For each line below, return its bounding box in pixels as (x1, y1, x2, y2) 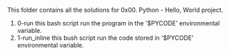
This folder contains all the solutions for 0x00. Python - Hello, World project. (7, 6, 224, 14)
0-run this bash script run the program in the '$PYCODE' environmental (17, 19, 220, 27)
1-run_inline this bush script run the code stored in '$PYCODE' (17, 34, 194, 42)
